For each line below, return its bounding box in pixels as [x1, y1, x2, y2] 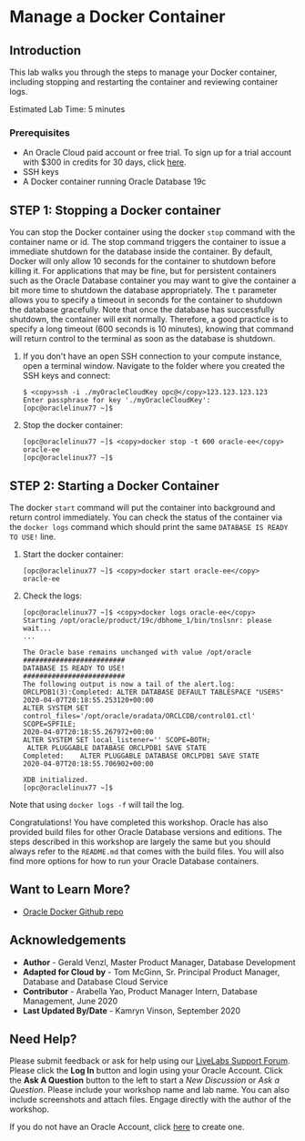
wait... [22, 624, 52, 633]
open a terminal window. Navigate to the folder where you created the [22, 361, 285, 372]
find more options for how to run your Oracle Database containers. [9, 855, 259, 866]
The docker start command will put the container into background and [9, 502, 276, 513]
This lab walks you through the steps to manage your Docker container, [9, 66, 278, 77]
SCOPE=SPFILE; [22, 719, 76, 728]
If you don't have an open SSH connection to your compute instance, [22, 351, 282, 362]
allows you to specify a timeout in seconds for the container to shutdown [9, 294, 283, 306]
